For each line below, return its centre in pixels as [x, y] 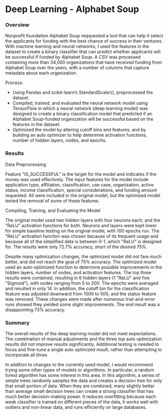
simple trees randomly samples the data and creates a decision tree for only [84, 381]
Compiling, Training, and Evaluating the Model [53, 210]
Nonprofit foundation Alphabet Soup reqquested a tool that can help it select [84, 36]
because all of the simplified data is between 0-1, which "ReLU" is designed [83, 241]
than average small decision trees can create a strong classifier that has [79, 391]
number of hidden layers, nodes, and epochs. [59, 140]
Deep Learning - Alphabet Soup [72, 9]
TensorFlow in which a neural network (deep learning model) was [80, 108]
